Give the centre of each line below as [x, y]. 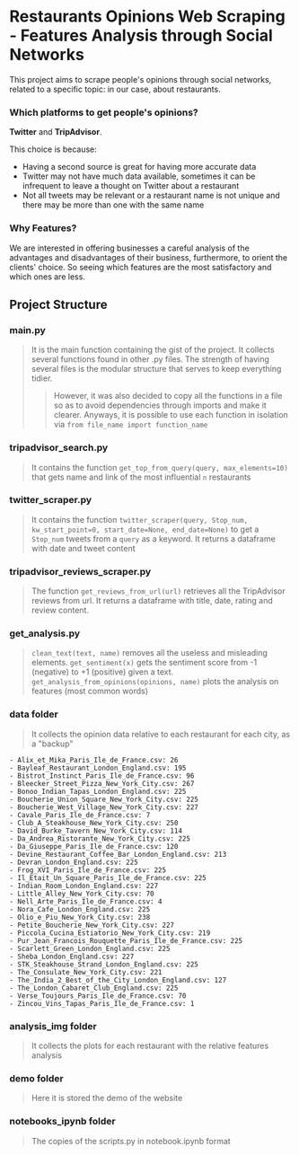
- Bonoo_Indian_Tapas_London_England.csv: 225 [98, 791]
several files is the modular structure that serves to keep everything [156, 369]
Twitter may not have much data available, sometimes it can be [139, 176]
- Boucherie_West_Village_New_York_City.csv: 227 [104, 807]
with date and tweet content [84, 548]
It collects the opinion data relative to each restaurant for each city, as [160, 734]
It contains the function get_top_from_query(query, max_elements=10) [160, 467]
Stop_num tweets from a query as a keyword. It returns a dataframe [153, 538]
